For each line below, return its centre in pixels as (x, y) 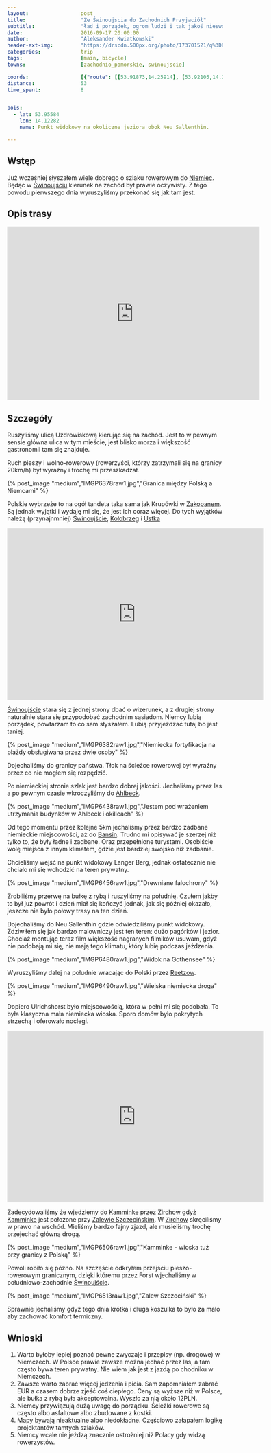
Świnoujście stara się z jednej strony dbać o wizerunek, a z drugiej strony (111, 710)
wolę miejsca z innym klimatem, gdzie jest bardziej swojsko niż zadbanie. (111, 849)
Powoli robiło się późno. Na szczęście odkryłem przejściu (88, 1268)
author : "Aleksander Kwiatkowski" (81, 39)
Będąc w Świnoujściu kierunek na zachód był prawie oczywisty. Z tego (107, 185)
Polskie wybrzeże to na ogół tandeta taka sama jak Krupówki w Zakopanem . (114, 504)
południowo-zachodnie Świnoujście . (58, 1283)
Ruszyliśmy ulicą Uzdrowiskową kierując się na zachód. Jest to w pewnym (112, 435)
